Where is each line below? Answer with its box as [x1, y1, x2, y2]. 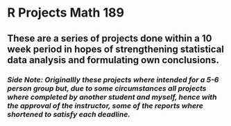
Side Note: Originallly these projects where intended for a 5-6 [7, 75, 219, 84]
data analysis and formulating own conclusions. [7, 54, 220, 66]
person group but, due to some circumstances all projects [7, 83, 207, 93]
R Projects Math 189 [7, 5, 125, 21]
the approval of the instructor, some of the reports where [7, 100, 203, 110]
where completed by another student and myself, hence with [7, 92, 217, 102]
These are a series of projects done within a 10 [7, 33, 212, 44]
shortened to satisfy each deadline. [7, 109, 130, 119]
